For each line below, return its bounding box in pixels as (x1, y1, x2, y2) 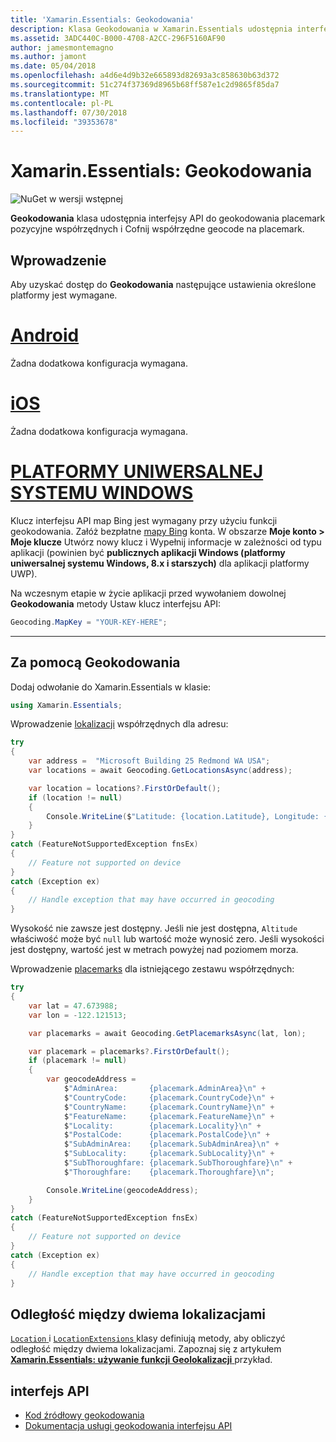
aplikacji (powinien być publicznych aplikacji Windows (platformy (10, 546, 286, 558)
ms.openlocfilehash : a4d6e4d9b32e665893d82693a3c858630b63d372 (10, 71, 280, 81)
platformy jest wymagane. (10, 289, 118, 301)
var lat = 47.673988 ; (28, 1001, 118, 1011)
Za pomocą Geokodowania (10, 654, 181, 671)
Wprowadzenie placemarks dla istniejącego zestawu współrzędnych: (10, 963, 295, 975)
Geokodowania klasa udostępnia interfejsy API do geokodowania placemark (10, 212, 326, 225)
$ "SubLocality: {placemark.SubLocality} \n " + (63, 1149, 275, 1159)
